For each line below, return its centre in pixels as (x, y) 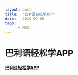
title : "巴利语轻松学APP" (30, 14)
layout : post (18, 9)
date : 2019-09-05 (25, 19)
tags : (10, 23)
